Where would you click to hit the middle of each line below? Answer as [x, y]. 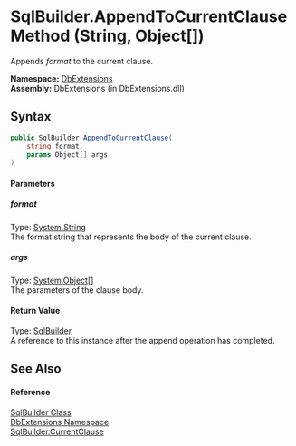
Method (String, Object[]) [107, 36]
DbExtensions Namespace [60, 422]
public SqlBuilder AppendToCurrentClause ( [91, 138]
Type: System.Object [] [52, 280]
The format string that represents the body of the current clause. [131, 237]
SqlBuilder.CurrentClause [57, 431]
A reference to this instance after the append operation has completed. [143, 340]
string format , [55, 146]
